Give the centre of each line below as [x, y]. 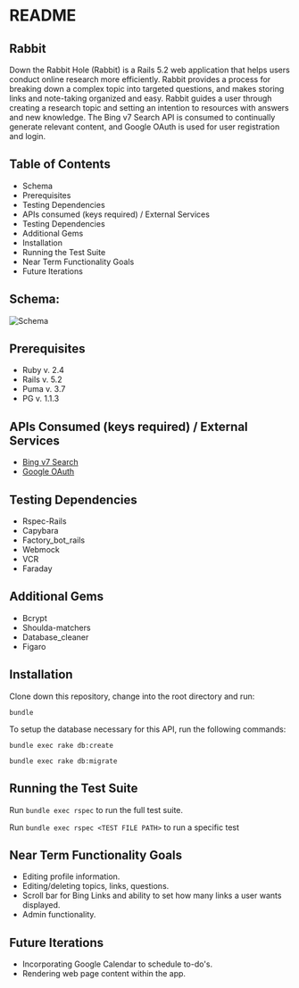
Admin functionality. [59, 915]
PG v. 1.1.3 [41, 399]
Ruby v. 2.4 [43, 370]
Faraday [37, 569]
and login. [28, 136]
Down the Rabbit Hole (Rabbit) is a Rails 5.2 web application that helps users [149, 70]
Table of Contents [60, 165]
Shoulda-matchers [56, 627]
